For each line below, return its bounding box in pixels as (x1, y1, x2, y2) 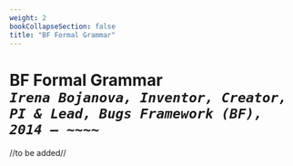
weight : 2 (9, 13, 47, 23)
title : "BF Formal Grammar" (9, 30, 116, 39)
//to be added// (9, 148, 66, 159)
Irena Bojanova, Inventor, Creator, (9, 88, 288, 106)
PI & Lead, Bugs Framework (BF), (9, 105, 263, 122)
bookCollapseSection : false (9, 22, 116, 31)
